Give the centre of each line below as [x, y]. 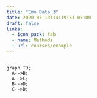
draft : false [23, 23]
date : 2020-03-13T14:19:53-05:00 [49, 18]
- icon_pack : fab [34, 35]
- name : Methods [32, 40]
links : [15, 29]
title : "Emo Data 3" [33, 12]
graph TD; [19, 68]
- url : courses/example [42, 46]
